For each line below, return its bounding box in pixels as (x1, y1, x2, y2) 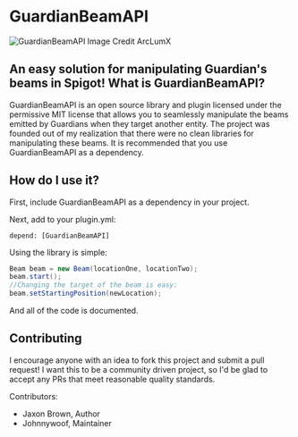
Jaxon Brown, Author (21, 408, 101, 419)
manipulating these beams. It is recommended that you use (9, 137, 228, 148)
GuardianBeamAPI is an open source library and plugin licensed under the (9, 99, 282, 110)
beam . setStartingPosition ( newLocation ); (9, 289, 163, 298)
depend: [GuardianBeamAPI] (9, 231, 110, 240)
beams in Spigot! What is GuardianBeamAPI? (9, 76, 266, 91)
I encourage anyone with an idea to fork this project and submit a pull (9, 355, 265, 366)
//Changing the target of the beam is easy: (9, 281, 178, 290)
